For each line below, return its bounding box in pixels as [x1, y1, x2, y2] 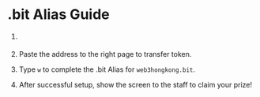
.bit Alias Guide [7, 6, 110, 24]
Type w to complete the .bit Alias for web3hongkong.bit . [18, 65, 195, 74]
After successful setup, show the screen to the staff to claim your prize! [18, 80, 253, 89]
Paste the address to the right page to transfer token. [18, 49, 192, 58]
